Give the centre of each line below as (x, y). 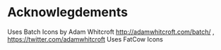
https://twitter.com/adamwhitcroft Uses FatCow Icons (85, 39)
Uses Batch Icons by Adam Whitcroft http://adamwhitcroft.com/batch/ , (111, 32)
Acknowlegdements (68, 12)
